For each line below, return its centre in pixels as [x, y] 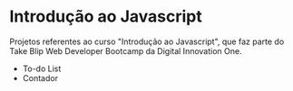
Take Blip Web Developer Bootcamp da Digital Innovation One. [126, 50]
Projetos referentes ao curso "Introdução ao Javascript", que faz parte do [147, 41]
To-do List [42, 68]
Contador [40, 77]
